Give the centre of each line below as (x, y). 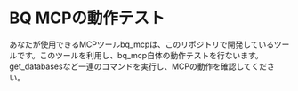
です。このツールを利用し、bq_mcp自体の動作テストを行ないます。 (140, 55)
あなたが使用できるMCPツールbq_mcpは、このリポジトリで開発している (141, 44)
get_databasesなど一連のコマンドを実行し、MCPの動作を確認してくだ (138, 66)
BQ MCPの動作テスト (87, 18)
